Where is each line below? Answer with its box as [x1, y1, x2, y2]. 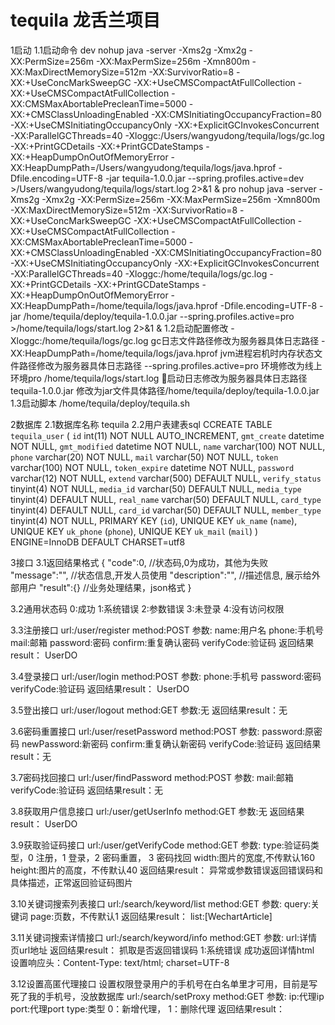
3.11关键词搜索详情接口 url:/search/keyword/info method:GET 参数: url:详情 [10, 931, 318, 943]
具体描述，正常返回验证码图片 [10, 876, 133, 888]
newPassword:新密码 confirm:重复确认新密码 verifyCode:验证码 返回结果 [21, 737, 322, 750]
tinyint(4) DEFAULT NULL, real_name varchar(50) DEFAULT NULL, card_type [10, 493, 322, 505]
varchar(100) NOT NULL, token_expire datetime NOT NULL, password [10, 461, 295, 473]
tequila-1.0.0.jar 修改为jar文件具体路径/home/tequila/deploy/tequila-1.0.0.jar [10, 384, 320, 396]
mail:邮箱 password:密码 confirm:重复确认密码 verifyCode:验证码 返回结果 [10, 636, 315, 648]
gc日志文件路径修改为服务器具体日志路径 [150, 334, 320, 346]
